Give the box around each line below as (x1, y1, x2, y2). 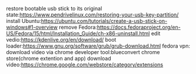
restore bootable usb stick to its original (6, 5, 102, 12)
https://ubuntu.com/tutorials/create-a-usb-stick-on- (41, 18, 168, 24)
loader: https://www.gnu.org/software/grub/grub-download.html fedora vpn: (6, 42, 190, 49)
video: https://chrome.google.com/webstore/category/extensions (6, 61, 164, 68)
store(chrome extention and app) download (6, 55, 111, 62)
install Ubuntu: (6, 18, 41, 24)
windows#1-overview (6, 23, 58, 31)
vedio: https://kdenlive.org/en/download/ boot (6, 36, 117, 43)
